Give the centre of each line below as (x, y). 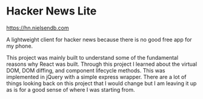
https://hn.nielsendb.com (38, 28)
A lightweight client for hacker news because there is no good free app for (99, 39)
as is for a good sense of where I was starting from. (71, 89)
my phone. (20, 46)
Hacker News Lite (52, 11)
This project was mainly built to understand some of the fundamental (92, 57)
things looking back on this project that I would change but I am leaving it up (101, 83)
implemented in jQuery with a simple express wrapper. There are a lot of (96, 77)
